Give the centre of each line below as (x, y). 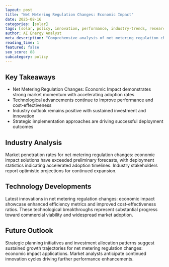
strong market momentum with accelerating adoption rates (73, 95)
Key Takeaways (30, 77)
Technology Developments (48, 187)
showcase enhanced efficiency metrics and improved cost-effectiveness (81, 204)
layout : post (19, 10)
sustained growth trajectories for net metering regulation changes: (74, 248)
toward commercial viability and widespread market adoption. (69, 215)
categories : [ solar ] (27, 24)
